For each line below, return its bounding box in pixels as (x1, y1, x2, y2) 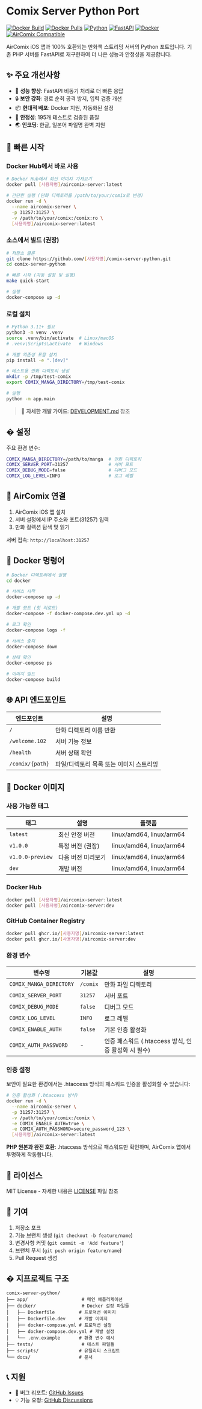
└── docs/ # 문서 (6, 1354, 93, 1360)
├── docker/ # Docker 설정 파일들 (6, 1303, 129, 1309)
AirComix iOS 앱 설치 (14, 508, 66, 516)
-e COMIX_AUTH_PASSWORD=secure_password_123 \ (11, 1126, 130, 1133)
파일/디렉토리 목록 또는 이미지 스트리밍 (55, 759, 158, 768)
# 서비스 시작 (6, 589, 35, 595)
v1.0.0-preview (9, 854, 53, 861)
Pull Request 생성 (14, 1254, 58, 1261)
